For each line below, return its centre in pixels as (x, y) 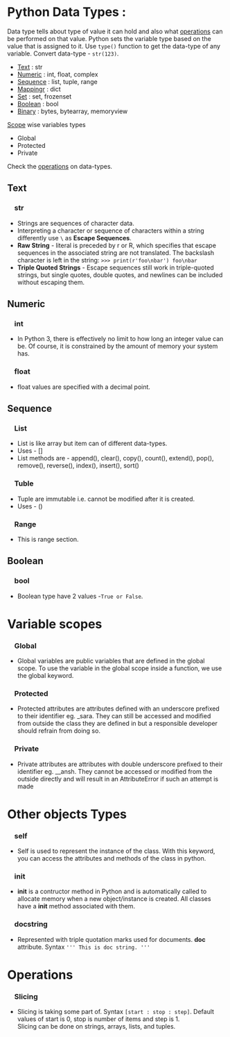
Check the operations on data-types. (60, 166)
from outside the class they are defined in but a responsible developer (117, 724)
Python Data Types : (67, 12)
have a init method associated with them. (76, 906)
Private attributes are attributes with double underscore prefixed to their (120, 764)
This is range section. (48, 539)
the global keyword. (45, 676)
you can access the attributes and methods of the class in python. (112, 858)
